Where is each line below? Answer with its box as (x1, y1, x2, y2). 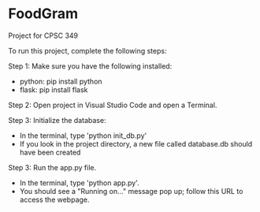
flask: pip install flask (19, 84, 88, 95)
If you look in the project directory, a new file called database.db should (19, 139, 253, 148)
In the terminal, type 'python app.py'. (19, 178, 139, 188)
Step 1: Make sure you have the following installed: (8, 61, 173, 71)
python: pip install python (19, 76, 102, 86)
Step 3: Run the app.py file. (8, 162, 97, 172)
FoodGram (8, 5, 79, 23)
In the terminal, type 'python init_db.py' (19, 131, 147, 140)
